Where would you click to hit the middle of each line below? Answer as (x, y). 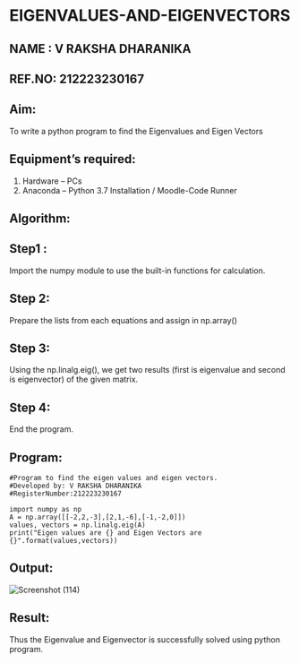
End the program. (42, 429)
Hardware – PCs (52, 181)
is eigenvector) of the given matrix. (74, 379)
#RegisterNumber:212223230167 (66, 494)
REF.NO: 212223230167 (77, 78)
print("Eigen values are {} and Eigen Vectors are (106, 533)
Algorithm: (40, 218)
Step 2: (30, 299)
